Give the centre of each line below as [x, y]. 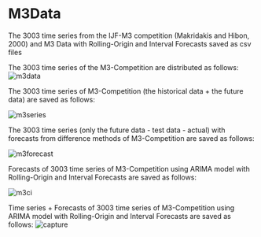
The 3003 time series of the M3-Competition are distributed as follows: [123, 67]
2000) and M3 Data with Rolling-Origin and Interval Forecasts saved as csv [130, 43]
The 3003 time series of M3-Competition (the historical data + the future [126, 91]
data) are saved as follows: [52, 99]
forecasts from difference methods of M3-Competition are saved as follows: [131, 138]
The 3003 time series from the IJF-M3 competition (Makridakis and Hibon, [129, 35]
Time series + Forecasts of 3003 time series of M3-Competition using [121, 207]
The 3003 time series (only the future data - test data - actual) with [117, 130]
